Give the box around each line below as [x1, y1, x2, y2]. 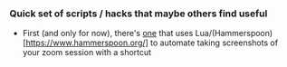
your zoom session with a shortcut [22, 47, 152, 58]
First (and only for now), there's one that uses [22, 28, 194, 39]
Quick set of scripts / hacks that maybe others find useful [9, 7, 268, 20]
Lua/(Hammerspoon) [195, 28, 273, 39]
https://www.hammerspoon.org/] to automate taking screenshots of [25, 37, 279, 48]
